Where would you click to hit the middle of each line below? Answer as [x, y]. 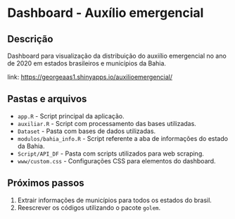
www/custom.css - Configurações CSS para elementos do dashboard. [116, 161]
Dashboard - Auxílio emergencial [106, 13]
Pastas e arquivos [47, 99]
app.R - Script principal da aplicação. [71, 116]
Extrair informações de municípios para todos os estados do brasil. [115, 200]
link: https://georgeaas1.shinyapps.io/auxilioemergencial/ [90, 77]
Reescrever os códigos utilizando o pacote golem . [89, 207]
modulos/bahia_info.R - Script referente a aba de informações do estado [123, 138]
